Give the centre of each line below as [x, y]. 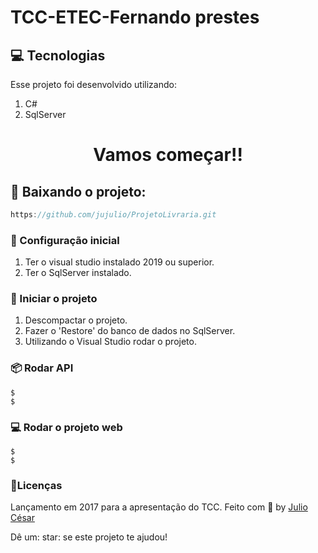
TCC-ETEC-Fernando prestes [135, 17]
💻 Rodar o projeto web [66, 427]
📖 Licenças [36, 485]
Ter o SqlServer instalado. [78, 273]
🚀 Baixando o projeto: [78, 191]
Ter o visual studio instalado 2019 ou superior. [119, 262]
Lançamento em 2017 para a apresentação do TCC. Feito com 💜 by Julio [159, 507]
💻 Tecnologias [58, 55]
